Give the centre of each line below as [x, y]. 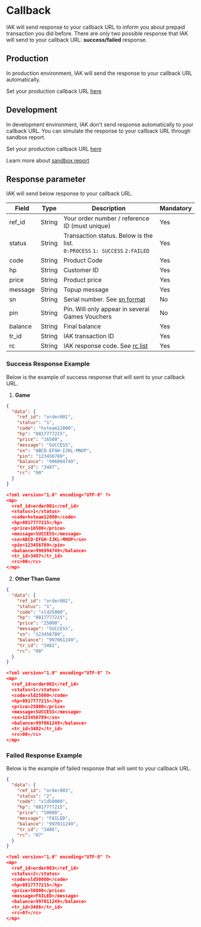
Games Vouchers [88, 317]
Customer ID [81, 270]
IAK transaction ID [89, 336]
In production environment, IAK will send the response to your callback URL [99, 73]
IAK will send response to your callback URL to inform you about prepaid [96, 27]
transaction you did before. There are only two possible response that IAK [97, 33]
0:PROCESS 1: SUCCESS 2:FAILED [106, 251]
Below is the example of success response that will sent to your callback [96, 377]
